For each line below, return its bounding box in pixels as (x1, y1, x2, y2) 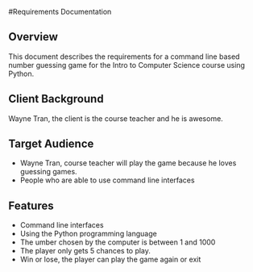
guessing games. (19, 167, 78, 177)
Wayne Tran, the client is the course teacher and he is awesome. (8, 113, 223, 123)
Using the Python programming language (19, 229, 157, 239)
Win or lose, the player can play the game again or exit (19, 254, 201, 265)
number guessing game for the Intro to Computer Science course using (8, 60, 246, 69)
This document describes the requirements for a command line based (8, 52, 240, 61)
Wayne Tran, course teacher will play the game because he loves (19, 158, 237, 168)
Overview (8, 30, 59, 44)
